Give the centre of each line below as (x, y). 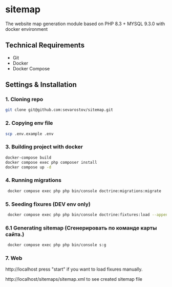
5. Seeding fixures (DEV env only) (48, 204)
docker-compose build (28, 158)
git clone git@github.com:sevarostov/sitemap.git (59, 110)
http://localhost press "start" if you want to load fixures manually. (74, 269)
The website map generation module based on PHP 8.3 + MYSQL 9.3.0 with (85, 24)
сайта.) (15, 234)
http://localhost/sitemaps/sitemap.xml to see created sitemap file (74, 279)
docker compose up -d (28, 167)
